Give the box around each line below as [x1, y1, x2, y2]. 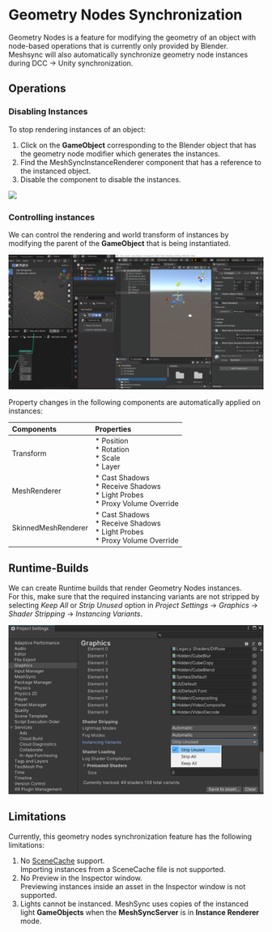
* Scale [95, 453, 121, 462]
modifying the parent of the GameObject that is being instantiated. [8, 238, 231, 248]
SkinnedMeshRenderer [11, 522, 89, 532]
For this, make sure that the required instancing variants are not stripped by [8, 591, 260, 601]
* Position [95, 436, 129, 445]
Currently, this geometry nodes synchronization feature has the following [8, 832, 253, 841]
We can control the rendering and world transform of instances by [8, 229, 229, 240]
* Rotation [95, 444, 130, 454]
